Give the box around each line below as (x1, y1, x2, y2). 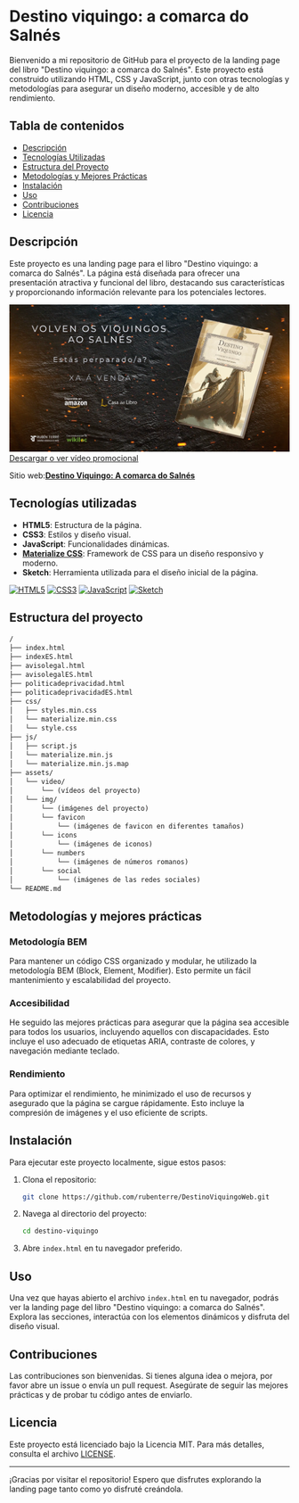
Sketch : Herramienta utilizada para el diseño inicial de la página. (21, 566, 259, 577)
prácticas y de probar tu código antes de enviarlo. (9, 1389, 193, 1400)
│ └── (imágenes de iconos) (9, 840, 153, 849)
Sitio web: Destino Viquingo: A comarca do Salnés (9, 470, 196, 481)
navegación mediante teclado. (9, 1045, 120, 1056)
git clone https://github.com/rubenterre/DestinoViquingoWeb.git (21, 1193, 270, 1202)
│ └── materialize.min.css (9, 715, 117, 724)
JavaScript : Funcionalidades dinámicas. (21, 538, 170, 549)
